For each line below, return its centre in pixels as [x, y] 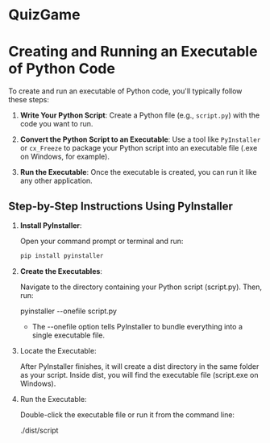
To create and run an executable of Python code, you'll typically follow [125, 91]
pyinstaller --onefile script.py [68, 311]
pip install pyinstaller [62, 255]
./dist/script [39, 430]
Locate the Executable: [58, 350]
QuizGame [44, 15]
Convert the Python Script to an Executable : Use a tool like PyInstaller [140, 139]
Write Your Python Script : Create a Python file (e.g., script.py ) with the [140, 115]
